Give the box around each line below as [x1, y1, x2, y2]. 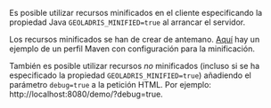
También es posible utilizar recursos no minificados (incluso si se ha [9, 61, 260, 71]
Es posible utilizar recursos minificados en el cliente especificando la [9, 8, 263, 18]
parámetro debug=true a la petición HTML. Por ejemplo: [9, 80, 212, 89]
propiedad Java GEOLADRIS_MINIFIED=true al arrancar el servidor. [9, 17, 246, 27]
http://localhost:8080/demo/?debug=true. [9, 89, 163, 99]
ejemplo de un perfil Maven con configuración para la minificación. [9, 43, 256, 54]
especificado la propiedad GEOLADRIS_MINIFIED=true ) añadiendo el [9, 70, 251, 81]
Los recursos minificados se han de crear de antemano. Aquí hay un [9, 35, 260, 44]
